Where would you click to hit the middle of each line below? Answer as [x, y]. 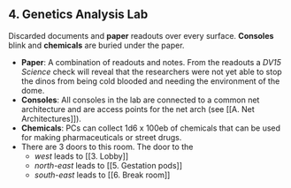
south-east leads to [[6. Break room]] [102, 175]
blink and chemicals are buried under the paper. [96, 45]
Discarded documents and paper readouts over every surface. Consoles [141, 35]
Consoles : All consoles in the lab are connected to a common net [140, 100]
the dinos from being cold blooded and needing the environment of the [150, 81]
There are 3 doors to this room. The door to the [107, 147]
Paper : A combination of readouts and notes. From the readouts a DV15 [151, 62]
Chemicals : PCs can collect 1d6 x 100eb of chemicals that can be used [150, 128]
